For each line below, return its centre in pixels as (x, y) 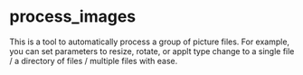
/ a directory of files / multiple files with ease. (94, 61)
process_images (73, 17)
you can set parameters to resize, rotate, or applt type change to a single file (152, 51)
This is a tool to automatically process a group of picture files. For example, (150, 42)
